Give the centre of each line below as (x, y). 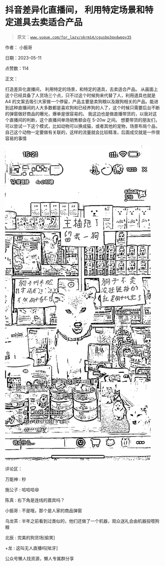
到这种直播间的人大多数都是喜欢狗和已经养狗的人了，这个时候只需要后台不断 (82, 107)
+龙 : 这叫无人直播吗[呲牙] (31, 548)
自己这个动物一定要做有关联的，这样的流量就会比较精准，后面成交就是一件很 (82, 132)
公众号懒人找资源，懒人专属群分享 (40, 558)
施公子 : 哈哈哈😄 (22, 489)
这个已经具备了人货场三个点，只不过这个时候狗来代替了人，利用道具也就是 (80, 95)
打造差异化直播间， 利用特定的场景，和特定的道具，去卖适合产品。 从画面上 (82, 89)
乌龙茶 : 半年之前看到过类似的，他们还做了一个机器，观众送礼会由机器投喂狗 (82, 521)
